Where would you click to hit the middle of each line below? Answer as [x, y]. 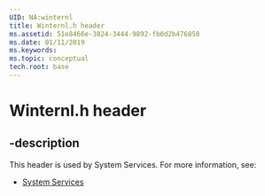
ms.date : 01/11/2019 [47, 42]
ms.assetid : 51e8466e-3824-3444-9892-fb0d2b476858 [105, 34]
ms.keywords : [33, 51]
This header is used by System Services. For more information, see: [133, 164]
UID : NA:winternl [41, 17]
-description [44, 143]
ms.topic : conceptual [49, 59]
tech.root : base [39, 67]
